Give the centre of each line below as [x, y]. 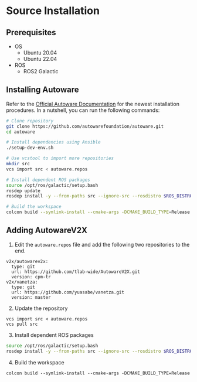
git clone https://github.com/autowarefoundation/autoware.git [85, 126]
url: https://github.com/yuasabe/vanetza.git [68, 292]
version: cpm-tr [31, 277]
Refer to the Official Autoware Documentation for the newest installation [93, 104]
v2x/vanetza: [22, 282]
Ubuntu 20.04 [40, 53]
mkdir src [18, 164]
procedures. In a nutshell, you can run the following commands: [83, 110]
